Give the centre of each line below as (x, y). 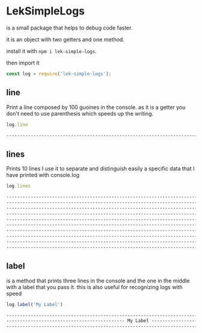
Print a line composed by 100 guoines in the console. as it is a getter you (96, 107)
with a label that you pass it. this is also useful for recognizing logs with (94, 287)
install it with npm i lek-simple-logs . (52, 51)
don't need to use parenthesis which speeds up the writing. (80, 113)
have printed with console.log (43, 175)
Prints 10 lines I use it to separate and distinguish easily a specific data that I (100, 169)
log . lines (19, 186)
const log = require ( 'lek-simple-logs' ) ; (59, 73)
